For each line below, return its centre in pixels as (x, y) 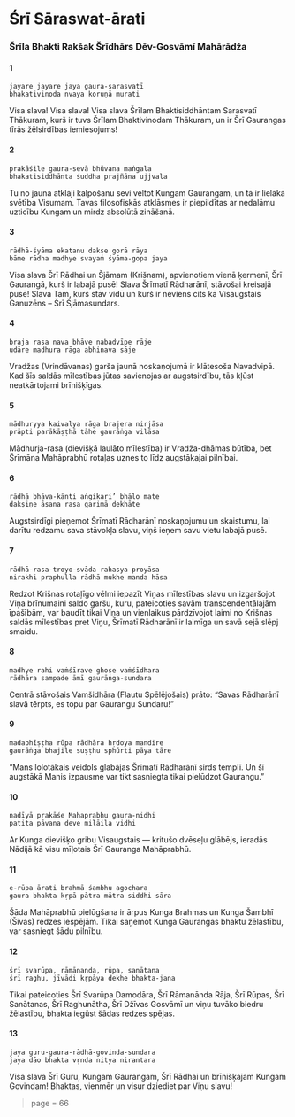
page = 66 (49, 1103)
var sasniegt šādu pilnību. (56, 931)
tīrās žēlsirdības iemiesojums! (63, 129)
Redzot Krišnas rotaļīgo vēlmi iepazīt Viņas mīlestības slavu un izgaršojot (142, 593)
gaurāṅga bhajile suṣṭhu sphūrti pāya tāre (91, 750)
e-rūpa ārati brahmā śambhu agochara (79, 888)
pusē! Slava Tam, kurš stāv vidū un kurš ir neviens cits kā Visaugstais (135, 293)
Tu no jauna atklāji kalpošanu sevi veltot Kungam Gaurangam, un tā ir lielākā (147, 193)
